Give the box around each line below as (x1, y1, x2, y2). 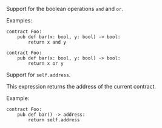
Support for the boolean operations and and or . (6, 5, 123, 12)
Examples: (6, 17, 32, 24)
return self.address (28, 117, 80, 123)
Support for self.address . (6, 71, 71, 78)
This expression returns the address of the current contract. (6, 83, 157, 90)
